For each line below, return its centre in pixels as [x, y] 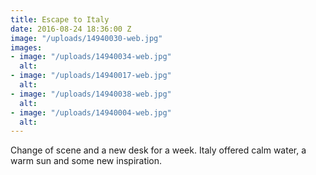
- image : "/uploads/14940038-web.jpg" [91, 94]
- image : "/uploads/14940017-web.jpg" [91, 76]
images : [26, 47]
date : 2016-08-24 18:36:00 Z [71, 29]
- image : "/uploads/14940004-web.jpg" [91, 112]
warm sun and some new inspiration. [86, 161]
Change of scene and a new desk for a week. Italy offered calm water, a [158, 150]
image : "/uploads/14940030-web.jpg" [86, 38]
